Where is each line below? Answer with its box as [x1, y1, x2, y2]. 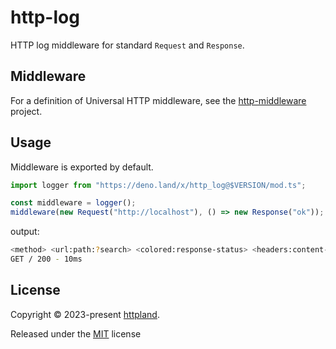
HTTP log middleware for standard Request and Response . [10, 39, 245, 51]
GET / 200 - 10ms [10, 254, 83, 265]
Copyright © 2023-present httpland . [10, 308, 160, 320]
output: [10, 226, 40, 238]
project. [10, 105, 43, 117]
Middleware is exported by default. [10, 161, 154, 173]
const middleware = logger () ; [10, 198, 137, 208]
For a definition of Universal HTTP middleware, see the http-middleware [10, 94, 307, 106]
